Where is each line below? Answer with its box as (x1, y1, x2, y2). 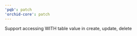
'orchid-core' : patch (5, 12, 50, 17)
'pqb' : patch (5, 7, 32, 12)
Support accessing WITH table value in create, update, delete (5, 25, 132, 31)
